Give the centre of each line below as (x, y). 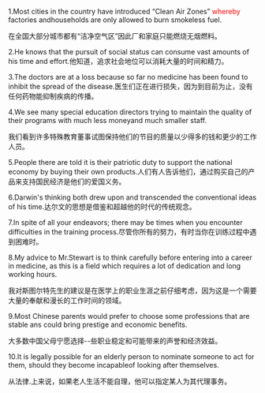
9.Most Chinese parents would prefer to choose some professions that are (129, 316)
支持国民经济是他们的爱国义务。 (74, 182)
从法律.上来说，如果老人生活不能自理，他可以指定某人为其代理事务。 (120, 381)
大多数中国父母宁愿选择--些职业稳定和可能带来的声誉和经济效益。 (115, 341)
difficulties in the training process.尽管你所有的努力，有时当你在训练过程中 (129, 232)
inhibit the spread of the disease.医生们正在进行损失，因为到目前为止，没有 (131, 86)
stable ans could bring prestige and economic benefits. (98, 324)
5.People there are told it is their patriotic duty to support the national (120, 162)
